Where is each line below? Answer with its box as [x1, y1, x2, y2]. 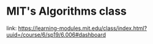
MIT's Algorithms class [6, 4, 127, 18]
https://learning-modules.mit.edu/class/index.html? [18, 24, 147, 32]
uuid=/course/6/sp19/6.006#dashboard [6, 31, 106, 38]
